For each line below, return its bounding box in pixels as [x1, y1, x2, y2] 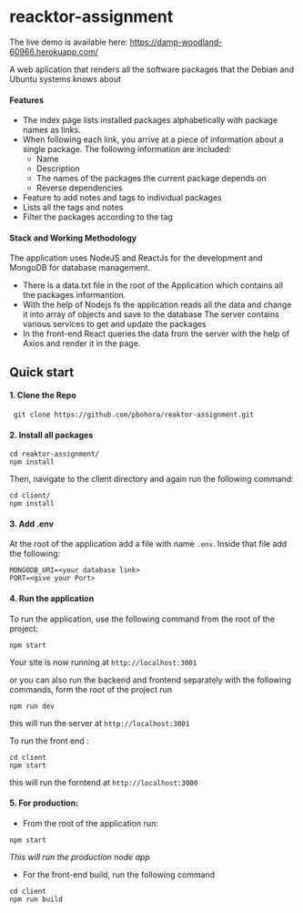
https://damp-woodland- [129, 36, 223, 47]
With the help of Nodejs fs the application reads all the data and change [22, 299, 292, 311]
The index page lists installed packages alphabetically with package [22, 115, 278, 126]
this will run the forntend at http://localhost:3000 [9, 776, 198, 787]
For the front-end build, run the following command [22, 868, 216, 880]
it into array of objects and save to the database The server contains [22, 309, 279, 320]
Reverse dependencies [35, 182, 123, 193]
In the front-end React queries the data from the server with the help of [22, 328, 290, 339]
